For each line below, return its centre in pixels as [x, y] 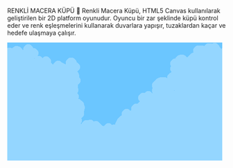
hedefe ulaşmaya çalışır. [42, 33]
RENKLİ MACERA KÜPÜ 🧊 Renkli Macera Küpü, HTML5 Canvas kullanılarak [114, 11]
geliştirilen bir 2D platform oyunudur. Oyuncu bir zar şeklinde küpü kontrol [113, 18]
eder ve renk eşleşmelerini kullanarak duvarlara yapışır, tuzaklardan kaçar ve [116, 25]
